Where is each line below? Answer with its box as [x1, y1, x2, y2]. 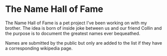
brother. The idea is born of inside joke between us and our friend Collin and [5, 25, 162, 31]
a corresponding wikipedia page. [5, 45, 73, 51]
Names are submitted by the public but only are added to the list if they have [5, 40, 163, 46]
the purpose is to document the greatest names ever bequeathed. [5, 30, 141, 36]
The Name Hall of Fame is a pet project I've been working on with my [5, 20, 147, 26]
